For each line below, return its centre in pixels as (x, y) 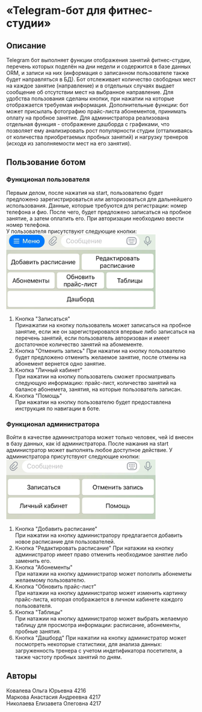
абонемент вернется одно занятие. (60, 363)
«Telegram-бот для (56, 11)
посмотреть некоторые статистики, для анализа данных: (88, 644)
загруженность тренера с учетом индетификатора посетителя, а (98, 650)
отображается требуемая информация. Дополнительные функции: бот (97, 105)
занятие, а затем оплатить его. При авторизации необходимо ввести (95, 218)
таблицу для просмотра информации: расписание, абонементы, (98, 625)
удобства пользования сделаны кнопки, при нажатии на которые (90, 98)
